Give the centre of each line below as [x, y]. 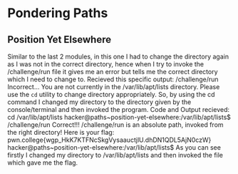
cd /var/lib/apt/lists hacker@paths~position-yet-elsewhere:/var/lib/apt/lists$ [119, 117]
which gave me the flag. [43, 163]
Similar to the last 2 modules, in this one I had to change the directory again [118, 56]
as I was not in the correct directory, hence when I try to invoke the [106, 64]
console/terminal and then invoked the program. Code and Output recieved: [119, 109]
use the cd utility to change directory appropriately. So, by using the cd [111, 94]
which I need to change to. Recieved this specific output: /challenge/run [113, 79]
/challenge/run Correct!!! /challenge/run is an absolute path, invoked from [115, 125]
